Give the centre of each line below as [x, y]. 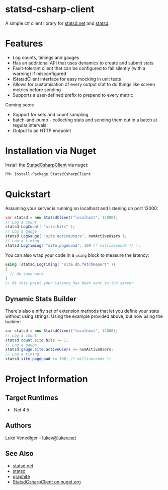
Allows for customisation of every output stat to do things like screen [84, 84]
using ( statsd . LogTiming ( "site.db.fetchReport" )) [60, 264]
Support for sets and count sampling [51, 114]
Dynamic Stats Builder [41, 299]
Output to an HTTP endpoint [42, 130]
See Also [19, 453]
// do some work [27, 274]
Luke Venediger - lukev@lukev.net [41, 438]
